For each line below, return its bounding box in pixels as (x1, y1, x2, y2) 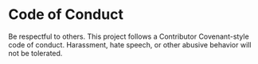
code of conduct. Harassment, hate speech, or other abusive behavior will (8, 40, 252, 49)
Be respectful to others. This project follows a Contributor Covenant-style (8, 32, 249, 41)
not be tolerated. (8, 48, 63, 58)
